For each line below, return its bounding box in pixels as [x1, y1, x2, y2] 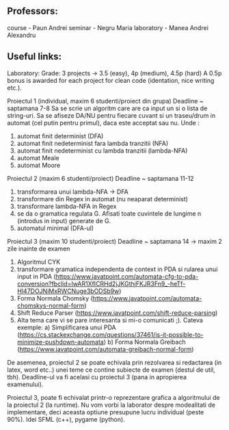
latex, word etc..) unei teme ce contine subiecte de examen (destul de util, [7, 366, 215, 374]
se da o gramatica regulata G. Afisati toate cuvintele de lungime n [16, 209, 202, 218]
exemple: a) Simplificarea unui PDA [16, 323, 116, 331]
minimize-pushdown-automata [16, 338, 104, 346]
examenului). [7, 380, 44, 388]
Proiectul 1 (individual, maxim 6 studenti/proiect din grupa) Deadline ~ [7, 97, 204, 105]
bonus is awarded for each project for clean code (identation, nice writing [7, 76, 215, 84]
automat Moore [16, 161, 61, 169]
